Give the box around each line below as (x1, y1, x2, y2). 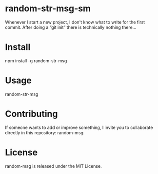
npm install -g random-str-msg (5, 57, 67, 64)
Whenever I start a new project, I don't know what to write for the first (5, 19, 145, 25)
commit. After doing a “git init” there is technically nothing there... (5, 24, 137, 30)
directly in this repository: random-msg (5, 129, 84, 135)
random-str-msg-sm (5, 3, 91, 14)
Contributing (5, 108, 58, 119)
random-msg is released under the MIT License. (5, 163, 102, 169)
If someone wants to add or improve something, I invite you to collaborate (5, 124, 153, 130)
